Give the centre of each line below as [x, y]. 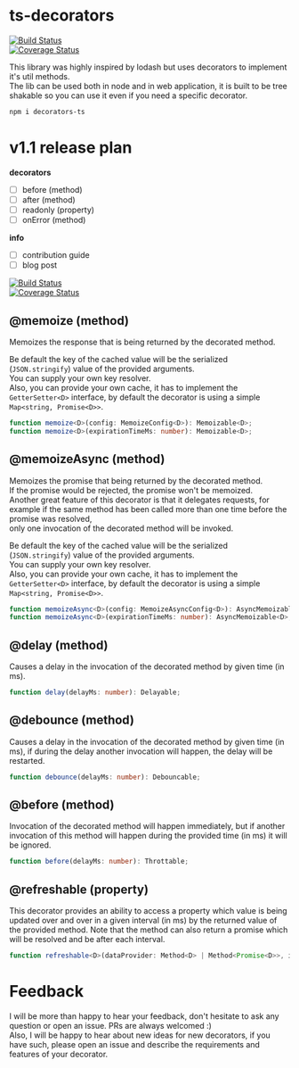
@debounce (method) [72, 720]
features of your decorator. [59, 1054]
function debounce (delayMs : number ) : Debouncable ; [105, 777]
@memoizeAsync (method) [87, 459]
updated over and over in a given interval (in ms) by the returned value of [143, 921]
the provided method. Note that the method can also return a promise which [149, 930]
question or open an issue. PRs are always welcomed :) [110, 1025]
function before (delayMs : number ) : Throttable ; [99, 862]
